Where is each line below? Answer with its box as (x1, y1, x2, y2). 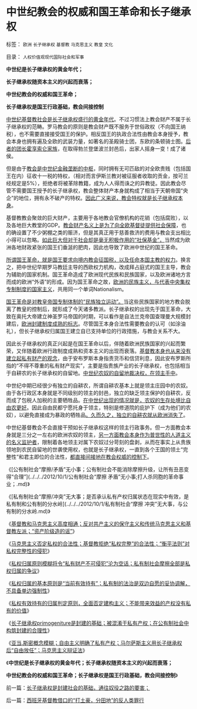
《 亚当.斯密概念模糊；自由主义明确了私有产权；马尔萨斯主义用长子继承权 (6, 639, 183, 646)
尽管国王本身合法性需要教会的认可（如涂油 (83, 320, 186, 327)
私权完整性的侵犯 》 (6, 547, 53, 554)
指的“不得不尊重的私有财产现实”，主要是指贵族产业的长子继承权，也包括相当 (6, 362, 191, 369)
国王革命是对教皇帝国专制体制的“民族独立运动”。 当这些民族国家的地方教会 (6, 298, 186, 305)
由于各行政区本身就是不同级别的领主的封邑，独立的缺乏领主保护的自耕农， (6, 389, 186, 396)
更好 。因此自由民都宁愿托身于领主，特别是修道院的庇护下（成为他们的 (16, 404, 186, 411)
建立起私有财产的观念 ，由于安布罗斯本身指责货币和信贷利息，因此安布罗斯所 (6, 354, 191, 362)
